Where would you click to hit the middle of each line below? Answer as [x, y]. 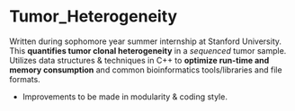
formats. [25, 79]
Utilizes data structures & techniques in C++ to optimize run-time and [139, 60]
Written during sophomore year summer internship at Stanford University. [145, 41]
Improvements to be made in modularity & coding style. [125, 97]
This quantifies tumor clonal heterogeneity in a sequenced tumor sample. [148, 50]
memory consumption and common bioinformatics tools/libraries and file [146, 70]
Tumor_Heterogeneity [94, 17]
